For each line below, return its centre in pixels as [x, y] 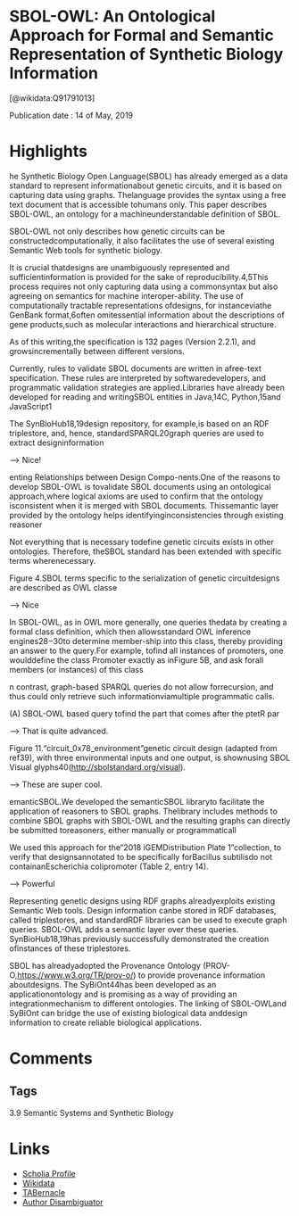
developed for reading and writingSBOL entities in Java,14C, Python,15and [145, 397]
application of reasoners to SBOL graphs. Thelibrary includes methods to [144, 811]
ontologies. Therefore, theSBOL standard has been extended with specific [145, 551]
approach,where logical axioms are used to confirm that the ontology [136, 496]
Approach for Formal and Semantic [141, 35]
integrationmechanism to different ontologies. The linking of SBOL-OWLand [148, 1003]
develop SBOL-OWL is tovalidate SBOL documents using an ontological [140, 486]
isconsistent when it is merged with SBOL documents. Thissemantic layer [144, 505]
